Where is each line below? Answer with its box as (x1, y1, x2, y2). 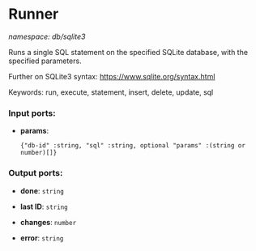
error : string (19, 232, 64, 243)
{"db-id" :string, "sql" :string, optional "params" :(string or (19, 142, 245, 150)
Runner (8, 5, 59, 23)
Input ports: (8, 107, 56, 118)
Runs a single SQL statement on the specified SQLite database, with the (8, 47, 249, 57)
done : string (19, 185, 65, 195)
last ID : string (19, 202, 68, 211)
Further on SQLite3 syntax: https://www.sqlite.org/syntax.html (8, 71, 215, 81)
